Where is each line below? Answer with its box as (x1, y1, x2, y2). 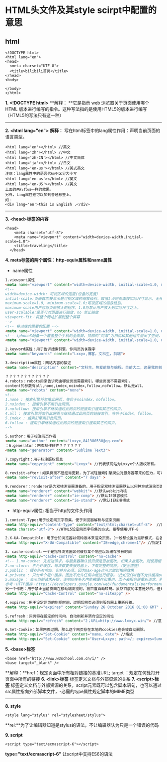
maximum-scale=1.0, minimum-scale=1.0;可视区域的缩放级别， (5, 301, 125, 306)
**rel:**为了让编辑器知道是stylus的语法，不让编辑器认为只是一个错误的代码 (5, 722, 159, 728)
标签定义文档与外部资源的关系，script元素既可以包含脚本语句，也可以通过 (10, 682, 162, 688)
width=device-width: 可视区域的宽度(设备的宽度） (5, 291, 100, 296)
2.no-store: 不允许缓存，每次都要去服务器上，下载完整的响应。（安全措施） (5, 563, 141, 568)
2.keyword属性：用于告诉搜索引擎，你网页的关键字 (5, 347, 96, 352)
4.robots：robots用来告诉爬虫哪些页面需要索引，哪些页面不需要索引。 (5, 379, 133, 383)
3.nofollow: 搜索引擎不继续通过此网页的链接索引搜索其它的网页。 (5, 406, 125, 411)
